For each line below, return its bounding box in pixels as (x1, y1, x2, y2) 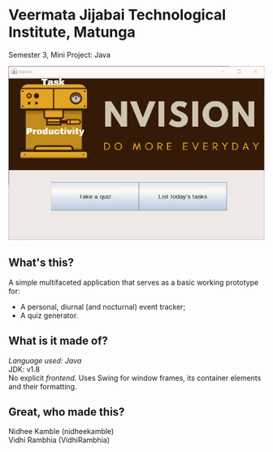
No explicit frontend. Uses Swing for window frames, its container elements (8, 372, 262, 383)
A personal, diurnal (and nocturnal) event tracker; (19, 302, 186, 311)
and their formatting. (8, 381, 77, 391)
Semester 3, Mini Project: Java (8, 50, 111, 59)
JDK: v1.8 (8, 364, 41, 374)
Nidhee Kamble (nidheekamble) (8, 427, 115, 437)
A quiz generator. (19, 311, 79, 320)
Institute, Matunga (8, 23, 136, 41)
